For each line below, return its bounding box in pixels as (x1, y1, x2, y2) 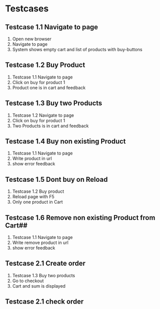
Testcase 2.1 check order (5, 298, 84, 306)
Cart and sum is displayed (12, 283, 66, 289)
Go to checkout (12, 278, 44, 284)
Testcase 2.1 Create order (5, 259, 86, 268)
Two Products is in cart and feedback (12, 123, 89, 129)
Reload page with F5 (12, 194, 54, 200)
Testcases (5, 3, 49, 14)
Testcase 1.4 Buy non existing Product (5, 137, 126, 146)
